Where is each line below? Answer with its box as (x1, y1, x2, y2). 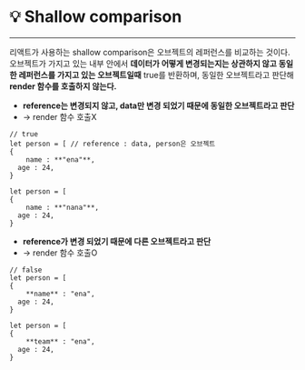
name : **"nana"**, (25, 203, 100, 212)
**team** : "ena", (25, 336, 95, 346)
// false (9, 265, 43, 275)
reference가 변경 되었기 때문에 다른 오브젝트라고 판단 (22, 235, 212, 246)
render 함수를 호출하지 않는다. (9, 80, 117, 92)
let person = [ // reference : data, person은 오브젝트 (9, 139, 216, 148)
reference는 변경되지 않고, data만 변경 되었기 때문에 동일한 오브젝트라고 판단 (22, 100, 295, 111)
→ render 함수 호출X (22, 111, 97, 122)
